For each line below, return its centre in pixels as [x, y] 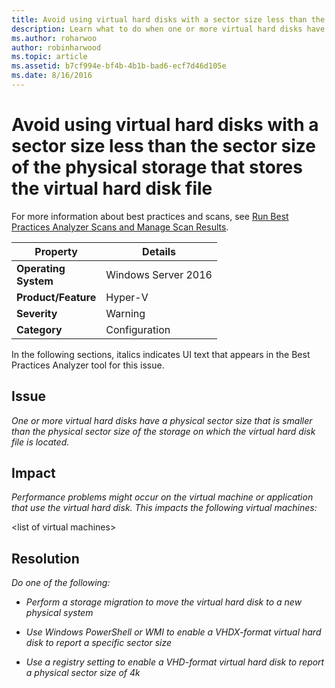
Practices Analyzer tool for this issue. [88, 365]
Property [56, 251]
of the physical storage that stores [157, 167]
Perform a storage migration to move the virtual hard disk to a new [164, 602]
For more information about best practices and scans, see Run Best [150, 216]
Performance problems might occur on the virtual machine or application [162, 497]
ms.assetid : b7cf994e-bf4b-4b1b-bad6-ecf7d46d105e [119, 66]
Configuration [138, 329]
